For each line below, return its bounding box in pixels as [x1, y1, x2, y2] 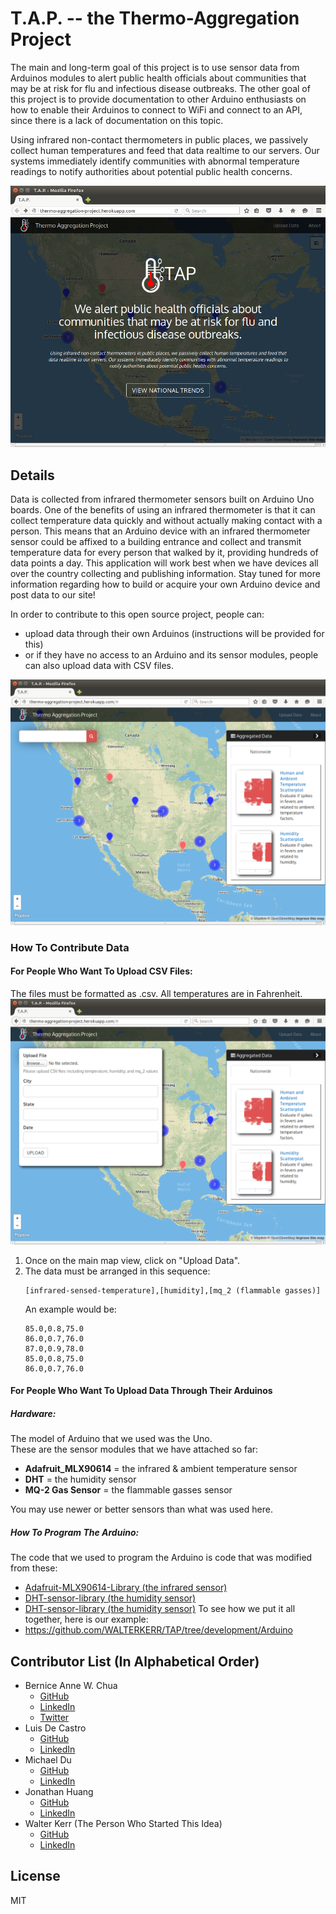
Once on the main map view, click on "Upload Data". [24, 1254, 241, 1266]
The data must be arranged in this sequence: [24, 1265, 211, 1277]
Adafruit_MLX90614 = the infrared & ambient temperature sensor [24, 1463, 298, 1475]
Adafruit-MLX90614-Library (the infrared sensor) [24, 1582, 228, 1594]
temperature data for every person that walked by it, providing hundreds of [10, 546, 319, 558]
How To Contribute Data [10, 940, 130, 954]
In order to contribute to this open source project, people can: [10, 608, 265, 620]
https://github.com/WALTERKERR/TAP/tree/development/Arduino [24, 1624, 293, 1636]
